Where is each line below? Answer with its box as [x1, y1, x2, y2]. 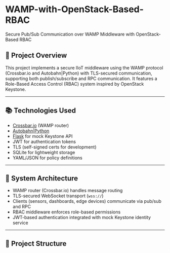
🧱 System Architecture [5, 174, 78, 183]
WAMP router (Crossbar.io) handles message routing [12, 188, 123, 194]
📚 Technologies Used [5, 106, 76, 115]
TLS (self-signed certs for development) [12, 143, 97, 150]
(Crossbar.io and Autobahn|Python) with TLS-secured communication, [5, 70, 153, 76]
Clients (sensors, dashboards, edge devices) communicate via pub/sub [12, 198, 162, 204]
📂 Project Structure [5, 239, 67, 248]
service [12, 220, 29, 226]
